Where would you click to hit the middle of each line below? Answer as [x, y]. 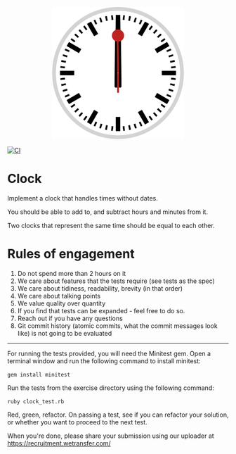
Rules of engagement [71, 254]
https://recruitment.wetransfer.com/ [59, 443]
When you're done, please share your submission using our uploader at [111, 436]
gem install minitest [39, 374]
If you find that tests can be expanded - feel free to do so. [101, 310]
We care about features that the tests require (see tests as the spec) [116, 281]
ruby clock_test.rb [36, 401]
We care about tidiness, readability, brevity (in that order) [100, 288]
